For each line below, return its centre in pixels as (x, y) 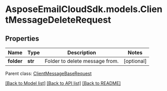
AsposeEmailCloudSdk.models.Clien (84, 9)
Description (82, 53)
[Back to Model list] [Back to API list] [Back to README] (63, 83)
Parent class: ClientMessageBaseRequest (48, 73)
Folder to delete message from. (82, 61)
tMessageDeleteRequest (58, 20)
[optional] (135, 61)
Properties (22, 38)
